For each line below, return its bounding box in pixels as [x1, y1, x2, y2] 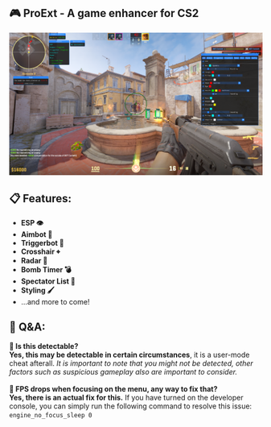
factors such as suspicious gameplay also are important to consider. [9, 367, 238, 377]
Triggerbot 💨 [20, 238, 64, 247]
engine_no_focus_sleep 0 [9, 412, 92, 420]
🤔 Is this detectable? [9, 342, 79, 351]
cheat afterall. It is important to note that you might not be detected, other [9, 359, 254, 368]
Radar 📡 [20, 255, 48, 265]
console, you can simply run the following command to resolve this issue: [9, 401, 253, 411]
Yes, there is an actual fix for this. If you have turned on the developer [9, 393, 244, 403]
